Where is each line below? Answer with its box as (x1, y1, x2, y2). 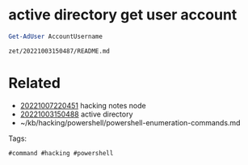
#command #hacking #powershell (8, 149, 114, 157)
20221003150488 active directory (19, 109, 133, 119)
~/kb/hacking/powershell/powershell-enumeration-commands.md (19, 117, 241, 127)
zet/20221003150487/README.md (8, 47, 111, 55)
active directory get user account (8, 6, 237, 24)
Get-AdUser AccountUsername (8, 32, 103, 40)
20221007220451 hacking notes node (19, 100, 147, 110)
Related (8, 74, 61, 92)
